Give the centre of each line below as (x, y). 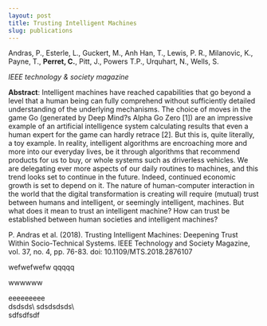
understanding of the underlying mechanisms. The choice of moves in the (130, 109)
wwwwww (26, 283)
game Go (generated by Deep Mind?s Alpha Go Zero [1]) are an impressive (131, 118)
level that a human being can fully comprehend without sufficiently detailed (132, 101)
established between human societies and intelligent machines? (113, 219)
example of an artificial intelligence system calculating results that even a (128, 126)
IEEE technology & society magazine (69, 77)
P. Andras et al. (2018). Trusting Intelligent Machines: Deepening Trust (123, 235)
